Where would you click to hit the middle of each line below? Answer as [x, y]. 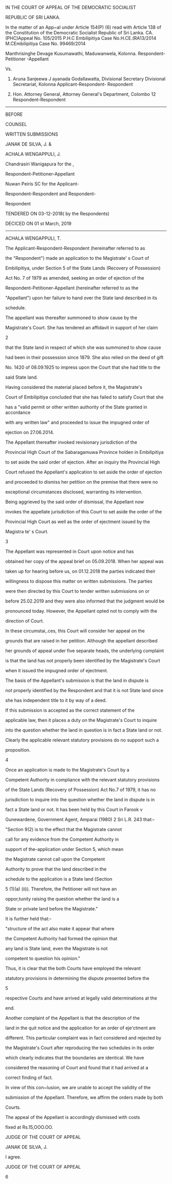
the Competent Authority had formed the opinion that [61, 939]
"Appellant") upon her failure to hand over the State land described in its [81, 298]
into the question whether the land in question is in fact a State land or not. [84, 730]
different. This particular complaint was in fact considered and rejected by [83, 1038]
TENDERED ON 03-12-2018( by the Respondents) [57, 214]
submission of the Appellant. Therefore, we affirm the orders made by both [84, 1097]
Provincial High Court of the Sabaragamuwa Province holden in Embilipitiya [84, 452]
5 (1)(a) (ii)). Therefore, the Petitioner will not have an [61, 889]
